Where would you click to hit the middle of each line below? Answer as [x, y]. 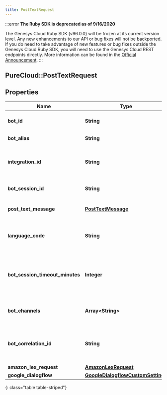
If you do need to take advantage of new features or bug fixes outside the [81, 44]
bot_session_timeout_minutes [44, 274]
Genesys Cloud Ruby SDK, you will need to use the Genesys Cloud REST [80, 49]
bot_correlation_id [30, 343]
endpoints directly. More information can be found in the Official [71, 55]
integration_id [24, 162]
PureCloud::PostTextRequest [51, 76]
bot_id [15, 121]
